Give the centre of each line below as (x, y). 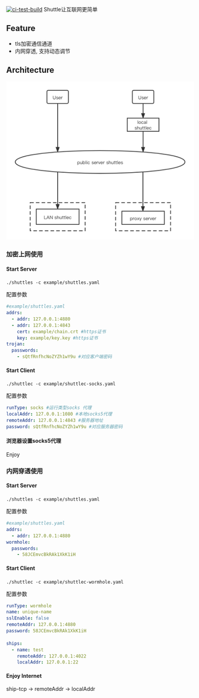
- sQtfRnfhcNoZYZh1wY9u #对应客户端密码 (64, 357)
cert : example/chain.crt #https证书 (61, 331)
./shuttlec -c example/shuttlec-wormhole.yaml (65, 582)
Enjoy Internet (24, 675)
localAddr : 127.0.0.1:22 (48, 662)
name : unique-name (29, 612)
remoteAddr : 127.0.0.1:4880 (41, 625)
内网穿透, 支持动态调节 (42, 51)
